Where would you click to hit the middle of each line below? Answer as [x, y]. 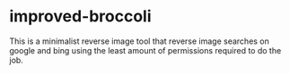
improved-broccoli [80, 16]
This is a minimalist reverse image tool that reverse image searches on [139, 41]
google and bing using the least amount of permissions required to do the [145, 50]
